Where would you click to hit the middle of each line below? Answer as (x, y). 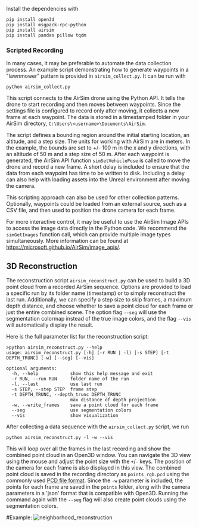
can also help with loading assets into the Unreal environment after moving (98, 179)
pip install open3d (30, 20)
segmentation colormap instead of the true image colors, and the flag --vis (99, 319)
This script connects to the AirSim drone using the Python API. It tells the (96, 98)
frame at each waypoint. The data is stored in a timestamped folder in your (98, 117)
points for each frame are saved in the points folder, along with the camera (98, 487)
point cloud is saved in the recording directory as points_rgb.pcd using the (98, 474)
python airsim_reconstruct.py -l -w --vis (60, 438)
